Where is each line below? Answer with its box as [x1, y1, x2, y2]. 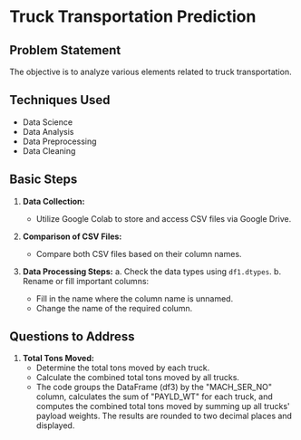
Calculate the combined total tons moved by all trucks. [35, 372, 240, 383]
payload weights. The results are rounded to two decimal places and [35, 410, 293, 422]
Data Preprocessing [22, 136, 97, 147]
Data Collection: [22, 196, 85, 206]
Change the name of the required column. [35, 302, 193, 313]
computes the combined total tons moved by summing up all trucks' [35, 401, 290, 412]
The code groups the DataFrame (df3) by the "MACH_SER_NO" [35, 382, 272, 393]
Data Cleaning [22, 145, 76, 156]
